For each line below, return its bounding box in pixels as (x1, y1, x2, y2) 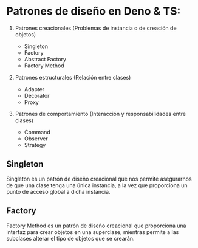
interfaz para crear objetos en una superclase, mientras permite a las (6, 228, 179, 235)
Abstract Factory (24, 55, 67, 63)
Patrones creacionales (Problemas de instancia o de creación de (15, 24, 177, 32)
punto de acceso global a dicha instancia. (6, 188, 111, 195)
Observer (24, 135, 48, 142)
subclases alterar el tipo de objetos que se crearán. (6, 235, 135, 242)
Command (24, 128, 50, 136)
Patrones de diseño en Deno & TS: (6, 4, 181, 18)
